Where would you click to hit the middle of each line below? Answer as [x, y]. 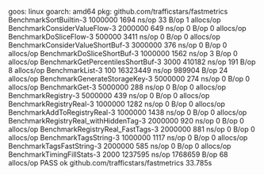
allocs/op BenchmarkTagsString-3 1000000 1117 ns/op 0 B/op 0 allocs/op [128, 137]
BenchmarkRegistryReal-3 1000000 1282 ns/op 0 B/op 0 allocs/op [117, 104]
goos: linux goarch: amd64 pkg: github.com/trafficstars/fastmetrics [118, 11]
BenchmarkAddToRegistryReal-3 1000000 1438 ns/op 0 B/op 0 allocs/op [128, 112]
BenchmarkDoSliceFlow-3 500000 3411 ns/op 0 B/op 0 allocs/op [114, 36]
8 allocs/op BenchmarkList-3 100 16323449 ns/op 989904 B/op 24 [118, 70]
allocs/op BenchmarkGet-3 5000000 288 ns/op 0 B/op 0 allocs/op [117, 87]
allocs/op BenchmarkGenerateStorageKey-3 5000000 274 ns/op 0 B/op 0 [129, 79]
